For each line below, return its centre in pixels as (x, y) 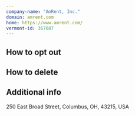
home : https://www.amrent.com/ (45, 22)
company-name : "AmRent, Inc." (43, 12)
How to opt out (34, 52)
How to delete (32, 72)
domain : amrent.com (30, 17)
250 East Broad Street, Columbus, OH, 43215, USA (68, 107)
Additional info (34, 92)
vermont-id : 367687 (30, 28)
